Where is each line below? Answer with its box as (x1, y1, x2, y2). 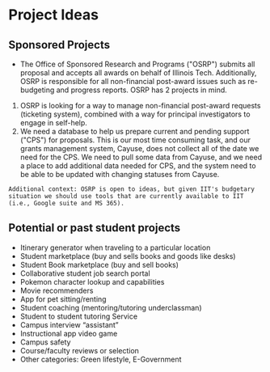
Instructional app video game (19, 328, 118, 338)
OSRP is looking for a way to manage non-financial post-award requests (19, 101, 261, 110)
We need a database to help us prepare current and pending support (19, 127, 250, 136)
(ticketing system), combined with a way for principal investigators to (19, 109, 251, 119)
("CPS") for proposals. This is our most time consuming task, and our (19, 135, 251, 145)
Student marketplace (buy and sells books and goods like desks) (19, 251, 236, 260)
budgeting (19, 85, 55, 95)
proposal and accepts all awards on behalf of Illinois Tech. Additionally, (19, 68, 257, 78)
